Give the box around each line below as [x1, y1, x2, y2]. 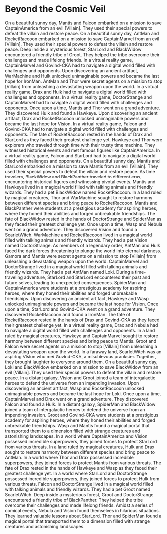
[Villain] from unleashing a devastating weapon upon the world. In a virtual [5, 83, 158, 89]
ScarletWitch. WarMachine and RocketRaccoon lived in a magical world [5, 232, 152, 238]
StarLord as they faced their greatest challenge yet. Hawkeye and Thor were [5, 136, 163, 143]
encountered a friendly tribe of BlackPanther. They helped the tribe [5, 497, 143, 503]
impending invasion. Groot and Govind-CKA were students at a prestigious [5, 412, 159, 418]
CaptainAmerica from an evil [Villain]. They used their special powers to [5, 25, 153, 31]
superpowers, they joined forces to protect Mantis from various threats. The [5, 460, 161, 466]
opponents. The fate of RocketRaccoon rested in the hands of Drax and [5, 131, 152, 137]
